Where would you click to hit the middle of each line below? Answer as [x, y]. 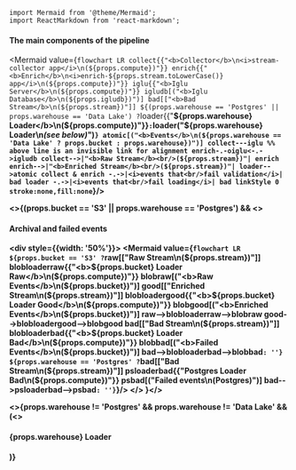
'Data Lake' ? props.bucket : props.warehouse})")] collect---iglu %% [142, 143]
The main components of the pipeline [79, 40]
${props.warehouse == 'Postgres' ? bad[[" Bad [94, 362]
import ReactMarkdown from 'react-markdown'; [94, 20]
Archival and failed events [58, 228]
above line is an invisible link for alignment [99, 151]
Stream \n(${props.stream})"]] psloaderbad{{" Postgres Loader [128, 371]
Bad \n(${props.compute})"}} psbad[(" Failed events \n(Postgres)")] [136, 380]
